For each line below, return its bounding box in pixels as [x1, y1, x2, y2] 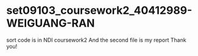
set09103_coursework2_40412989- [6, 4, 193, 17]
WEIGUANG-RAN [6, 16, 95, 30]
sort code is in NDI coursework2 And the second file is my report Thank [6, 36, 187, 43]
